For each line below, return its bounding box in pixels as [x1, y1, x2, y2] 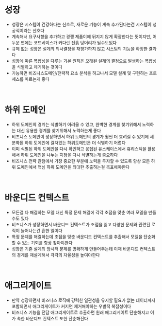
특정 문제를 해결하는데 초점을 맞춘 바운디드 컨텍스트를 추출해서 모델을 [11, 234, 143, 239]
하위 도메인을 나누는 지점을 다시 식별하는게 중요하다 [20, 152, 118, 158]
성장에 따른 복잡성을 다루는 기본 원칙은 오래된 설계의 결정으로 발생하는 [11, 58, 144, 64]
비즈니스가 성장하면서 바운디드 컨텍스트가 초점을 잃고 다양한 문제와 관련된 [11, 221, 151, 227]
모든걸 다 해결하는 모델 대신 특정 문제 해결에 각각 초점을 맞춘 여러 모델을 [11, 209, 147, 215]
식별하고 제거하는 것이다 [16, 64, 63, 70]
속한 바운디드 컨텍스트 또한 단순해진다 [16, 315, 88, 321]
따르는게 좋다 [24, 76, 49, 82]
